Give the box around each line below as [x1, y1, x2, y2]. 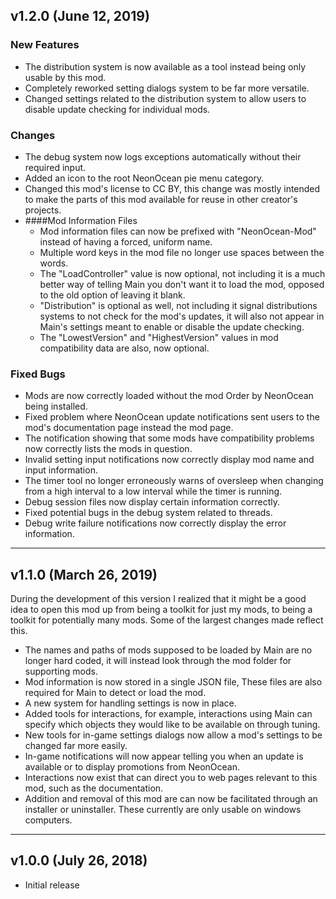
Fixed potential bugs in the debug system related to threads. [24, 507, 273, 519]
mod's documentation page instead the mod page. [24, 422, 234, 434]
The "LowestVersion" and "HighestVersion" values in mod [39, 331, 279, 343]
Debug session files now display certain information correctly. [24, 496, 280, 508]
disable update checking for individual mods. [24, 103, 211, 115]
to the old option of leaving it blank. [39, 289, 186, 301]
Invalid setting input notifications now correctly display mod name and [24, 454, 315, 466]
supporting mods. [24, 665, 98, 678]
